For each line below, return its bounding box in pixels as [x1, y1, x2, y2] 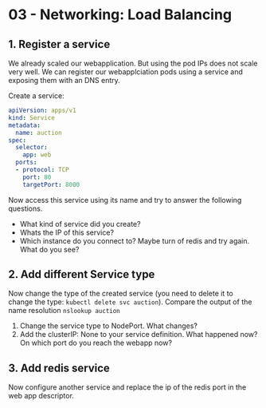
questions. [8, 204, 43, 213]
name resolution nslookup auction [8, 306, 121, 315]
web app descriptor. [8, 391, 74, 401]
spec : [8, 136, 26, 145]
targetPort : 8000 [22, 180, 80, 188]
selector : [15, 144, 48, 152]
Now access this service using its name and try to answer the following [8, 195, 242, 204]
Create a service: [8, 91, 65, 101]
